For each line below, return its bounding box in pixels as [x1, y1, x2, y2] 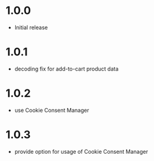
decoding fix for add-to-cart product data [14, 65, 119, 72]
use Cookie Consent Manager [14, 106, 89, 114]
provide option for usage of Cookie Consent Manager [14, 148, 149, 155]
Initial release [14, 24, 48, 31]
